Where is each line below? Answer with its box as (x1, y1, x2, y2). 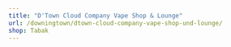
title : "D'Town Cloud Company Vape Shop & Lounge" (8, 11, 183, 20)
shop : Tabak (8, 26, 49, 34)
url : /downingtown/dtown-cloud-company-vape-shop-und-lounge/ (8, 19, 223, 27)
